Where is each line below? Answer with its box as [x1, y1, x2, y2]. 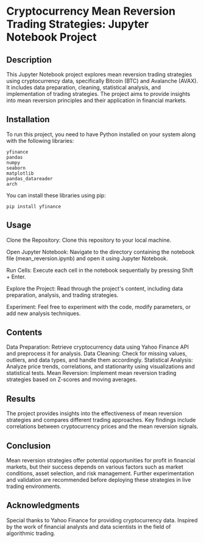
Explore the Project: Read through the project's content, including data [6, 285, 183, 292]
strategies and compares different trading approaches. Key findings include [6, 417, 196, 424]
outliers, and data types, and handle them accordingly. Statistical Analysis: [6, 356, 193, 364]
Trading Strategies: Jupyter [6, 17, 149, 31]
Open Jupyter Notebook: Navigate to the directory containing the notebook [6, 248, 195, 255]
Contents [6, 327, 43, 338]
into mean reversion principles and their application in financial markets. [6, 97, 187, 104]
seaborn [6, 165, 26, 171]
